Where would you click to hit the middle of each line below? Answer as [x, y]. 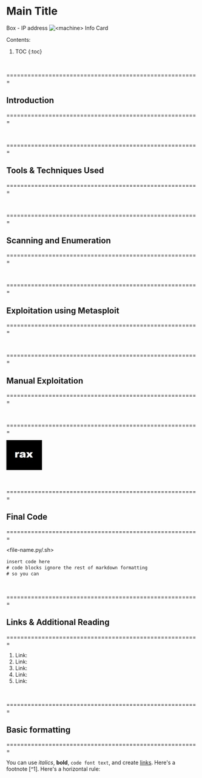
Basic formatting [39, 730]
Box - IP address [27, 28]
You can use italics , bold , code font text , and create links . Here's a [91, 763]
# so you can [23, 574]
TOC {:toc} [29, 51]
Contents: [19, 39]
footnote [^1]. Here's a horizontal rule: [53, 769]
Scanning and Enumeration [59, 240]
